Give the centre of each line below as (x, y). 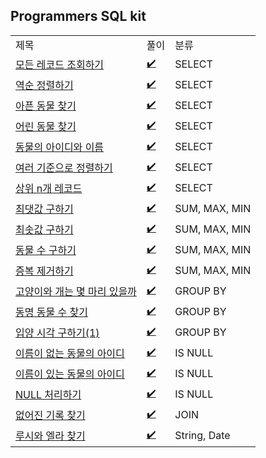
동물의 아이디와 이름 (60, 147)
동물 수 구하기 (46, 251)
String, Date (202, 436)
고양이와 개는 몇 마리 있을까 (76, 292)
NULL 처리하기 (48, 395)
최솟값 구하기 (44, 230)
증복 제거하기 (44, 271)
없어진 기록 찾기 (50, 416)
